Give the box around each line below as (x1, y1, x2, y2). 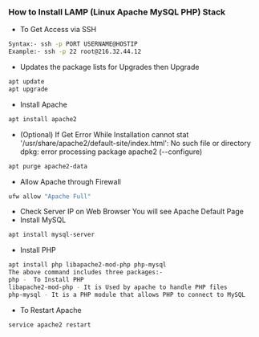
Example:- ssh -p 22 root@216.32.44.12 (8, 47, 142, 56)
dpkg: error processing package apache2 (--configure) (19, 147, 203, 156)
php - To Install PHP (8, 276, 84, 284)
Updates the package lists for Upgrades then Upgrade (19, 63, 200, 72)
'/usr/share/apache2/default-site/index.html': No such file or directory (19, 138, 251, 148)
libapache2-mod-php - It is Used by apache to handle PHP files (8, 283, 228, 291)
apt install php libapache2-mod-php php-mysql (8, 261, 167, 269)
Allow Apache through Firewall (19, 177, 122, 186)
